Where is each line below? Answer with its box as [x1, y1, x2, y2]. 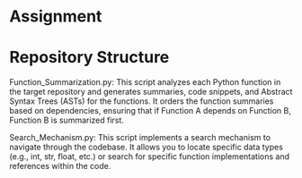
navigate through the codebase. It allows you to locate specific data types [9, 141, 283, 153]
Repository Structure [9, 47, 170, 68]
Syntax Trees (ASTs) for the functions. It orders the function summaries [9, 96, 274, 106]
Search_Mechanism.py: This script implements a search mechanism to [9, 132, 271, 143]
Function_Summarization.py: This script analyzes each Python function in [9, 77, 281, 88]
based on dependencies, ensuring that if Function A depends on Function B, [9, 106, 292, 116]
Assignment [9, 6, 102, 27]
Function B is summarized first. [9, 114, 124, 126]
